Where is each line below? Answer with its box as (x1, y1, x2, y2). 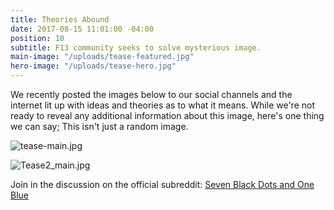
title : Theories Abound (10, 14, 110, 25)
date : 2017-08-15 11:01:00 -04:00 (10, 24, 155, 34)
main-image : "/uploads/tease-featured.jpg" (10, 52, 195, 62)
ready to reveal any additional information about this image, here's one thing (10, 110, 325, 121)
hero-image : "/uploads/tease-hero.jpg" (10, 61, 177, 71)
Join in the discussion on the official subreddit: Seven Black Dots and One (10, 179, 315, 190)
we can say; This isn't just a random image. (10, 121, 189, 132)
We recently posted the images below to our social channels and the (10, 89, 293, 100)
